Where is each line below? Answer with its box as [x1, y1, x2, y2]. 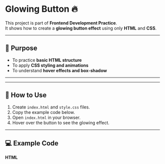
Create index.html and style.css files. [12, 104, 90, 110]
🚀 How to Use [5, 91, 47, 99]
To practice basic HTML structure [12, 57, 82, 63]
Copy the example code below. [12, 109, 75, 115]
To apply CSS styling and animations [12, 62, 89, 68]
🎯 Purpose [5, 44, 38, 53]
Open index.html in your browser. [12, 114, 81, 120]
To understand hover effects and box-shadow [12, 67, 107, 73]
